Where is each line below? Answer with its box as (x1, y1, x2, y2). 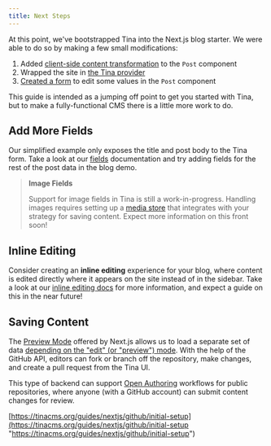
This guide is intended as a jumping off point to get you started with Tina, (8, 91, 254, 102)
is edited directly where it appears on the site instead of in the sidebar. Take (8, 274, 263, 284)
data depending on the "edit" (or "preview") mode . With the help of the (8, 345, 247, 355)
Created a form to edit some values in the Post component (20, 76, 216, 85)
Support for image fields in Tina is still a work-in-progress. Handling (28, 195, 256, 204)
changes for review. (8, 396, 75, 405)
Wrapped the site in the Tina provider (20, 67, 146, 77)
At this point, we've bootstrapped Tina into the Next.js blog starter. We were (8, 34, 263, 44)
